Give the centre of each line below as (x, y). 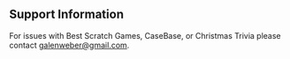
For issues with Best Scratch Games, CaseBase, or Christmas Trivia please (145, 35)
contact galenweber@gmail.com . (69, 45)
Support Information (66, 15)
